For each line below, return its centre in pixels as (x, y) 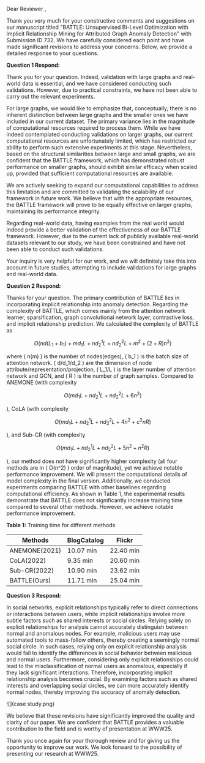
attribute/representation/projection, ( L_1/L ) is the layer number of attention (101, 369)
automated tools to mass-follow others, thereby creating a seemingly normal (103, 640)
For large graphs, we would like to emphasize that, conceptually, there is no (102, 108)
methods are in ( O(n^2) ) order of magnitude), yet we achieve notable (95, 467)
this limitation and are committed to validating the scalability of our (90, 192)
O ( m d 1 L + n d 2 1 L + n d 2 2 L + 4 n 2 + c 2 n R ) (103, 422)
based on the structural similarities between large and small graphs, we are (101, 154)
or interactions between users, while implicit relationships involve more (96, 614)
